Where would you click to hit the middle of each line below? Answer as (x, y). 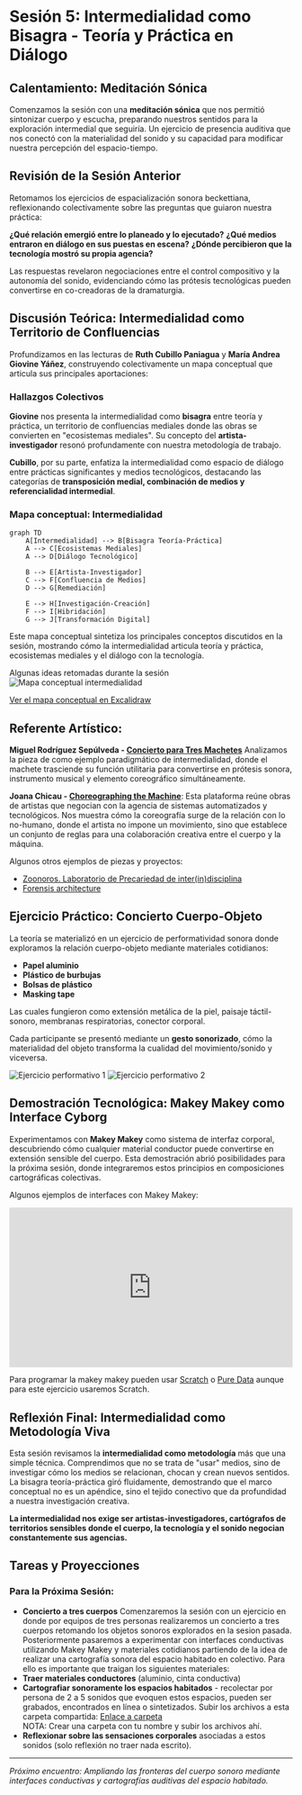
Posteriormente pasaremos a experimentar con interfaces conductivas (153, 1639)
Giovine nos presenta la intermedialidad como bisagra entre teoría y (136, 416)
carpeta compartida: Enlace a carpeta (93, 1716)
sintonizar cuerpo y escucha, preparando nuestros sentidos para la (133, 119)
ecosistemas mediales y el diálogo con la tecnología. (107, 655)
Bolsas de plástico (57, 984)
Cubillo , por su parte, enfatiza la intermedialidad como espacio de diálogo (147, 462)
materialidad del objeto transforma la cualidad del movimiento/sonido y (141, 1048)
